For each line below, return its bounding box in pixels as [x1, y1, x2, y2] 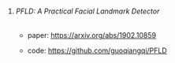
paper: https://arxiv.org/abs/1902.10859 [27, 31, 157, 40]
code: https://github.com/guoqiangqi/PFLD [27, 46, 167, 55]
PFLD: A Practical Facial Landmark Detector [15, 6, 160, 16]
